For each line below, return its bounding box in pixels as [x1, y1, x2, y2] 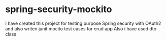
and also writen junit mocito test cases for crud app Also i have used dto [5, 25, 156, 31]
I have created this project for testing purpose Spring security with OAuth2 [5, 20, 161, 26]
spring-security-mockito [5, 4, 112, 15]
